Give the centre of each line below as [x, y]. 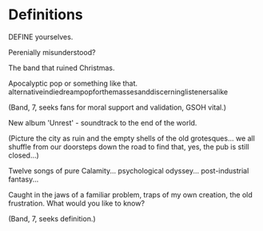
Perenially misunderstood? [52, 52]
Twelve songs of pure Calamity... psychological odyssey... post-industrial [129, 170]
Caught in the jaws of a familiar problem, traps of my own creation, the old [131, 194]
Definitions [46, 15]
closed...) [24, 155]
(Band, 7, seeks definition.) [52, 218]
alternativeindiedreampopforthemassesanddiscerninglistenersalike [118, 92]
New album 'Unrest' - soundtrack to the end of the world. [103, 122]
